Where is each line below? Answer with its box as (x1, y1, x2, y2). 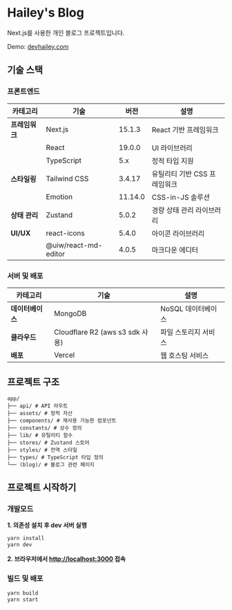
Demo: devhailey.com (7, 42, 69, 50)
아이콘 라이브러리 (151, 228, 205, 238)
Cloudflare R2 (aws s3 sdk (54, 327, 140, 337)
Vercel (54, 350, 75, 360)
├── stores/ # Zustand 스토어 (7, 439, 90, 446)
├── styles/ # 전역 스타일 (7, 446, 78, 454)
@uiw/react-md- (46, 240, 103, 250)
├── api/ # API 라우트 (7, 403, 68, 409)
